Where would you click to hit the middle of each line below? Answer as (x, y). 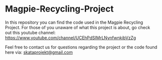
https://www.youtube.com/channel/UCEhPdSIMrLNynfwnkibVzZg (71, 38)
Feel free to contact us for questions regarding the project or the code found (81, 47)
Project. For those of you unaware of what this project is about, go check (78, 27)
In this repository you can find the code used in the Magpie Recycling (74, 22)
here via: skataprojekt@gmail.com (39, 52)
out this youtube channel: (30, 32)
